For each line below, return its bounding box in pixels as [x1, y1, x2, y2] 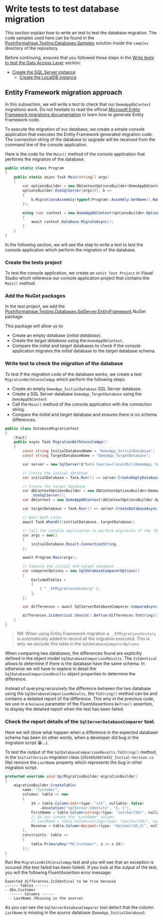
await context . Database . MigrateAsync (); [31, 219, 114, 224]
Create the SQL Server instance [12, 69, 76, 75]
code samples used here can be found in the [5, 35, 95, 41]
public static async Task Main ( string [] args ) [14, 175, 110, 180]
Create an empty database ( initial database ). [12, 332, 102, 338]
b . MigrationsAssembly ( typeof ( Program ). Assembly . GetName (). [31, 197, 153, 202]
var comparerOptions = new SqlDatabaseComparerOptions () [22, 568, 140, 573]
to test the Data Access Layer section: [5, 60, 81, 66]
